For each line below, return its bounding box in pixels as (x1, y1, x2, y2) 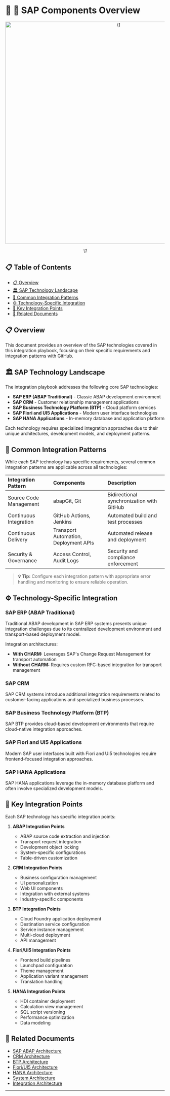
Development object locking (20, 844, 79, 850)
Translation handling (20, 978, 63, 984)
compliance (107, 554, 136, 561)
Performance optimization (20, 1014, 75, 1020)
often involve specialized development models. (5, 785, 103, 792)
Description (107, 479, 137, 487)
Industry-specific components (20, 896, 83, 902)
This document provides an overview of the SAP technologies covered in (5, 342, 157, 348)
